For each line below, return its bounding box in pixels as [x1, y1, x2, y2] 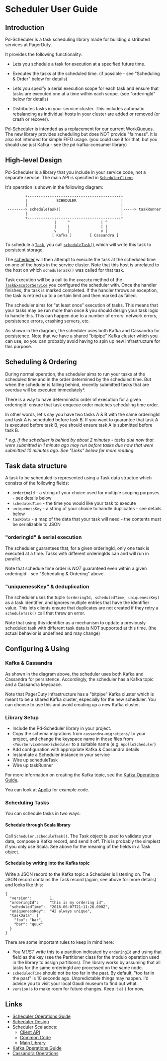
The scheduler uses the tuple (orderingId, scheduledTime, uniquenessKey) [5, 595, 160, 601]
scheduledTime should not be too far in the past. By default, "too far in [12, 970, 155, 976]
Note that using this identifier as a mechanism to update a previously [5, 620, 146, 626]
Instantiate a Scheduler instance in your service [12, 752, 110, 758]
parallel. [5, 555, 22, 562]
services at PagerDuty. [5, 42, 52, 48]
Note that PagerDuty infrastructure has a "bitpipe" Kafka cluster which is [5, 691, 154, 697]
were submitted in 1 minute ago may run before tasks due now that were [5, 442, 154, 448]
